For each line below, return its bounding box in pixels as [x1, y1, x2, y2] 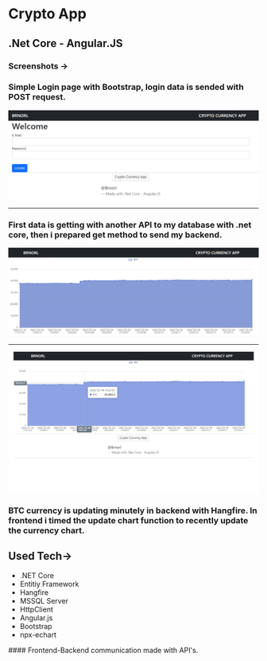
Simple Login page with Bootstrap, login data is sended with [8, 81, 244, 92]
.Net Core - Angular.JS [8, 37, 123, 50]
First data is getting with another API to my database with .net [8, 219, 252, 230]
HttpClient [19, 604, 54, 614]
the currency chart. [8, 525, 85, 536]
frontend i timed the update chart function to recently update [8, 514, 249, 526]
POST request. [8, 92, 66, 103]
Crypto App [8, 5, 87, 23]
